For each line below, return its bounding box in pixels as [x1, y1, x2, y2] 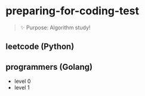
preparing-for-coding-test [5, 4, 140, 18]
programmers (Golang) [5, 61, 93, 72]
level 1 [14, 84, 30, 91]
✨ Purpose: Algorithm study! [20, 24, 91, 31]
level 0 [14, 78, 31, 85]
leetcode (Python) [5, 42, 75, 52]
